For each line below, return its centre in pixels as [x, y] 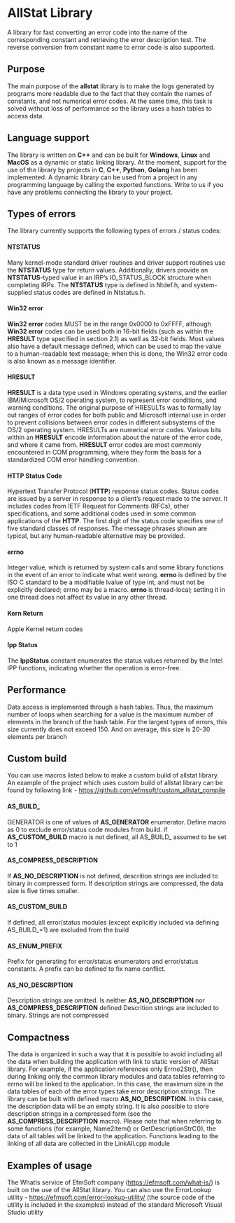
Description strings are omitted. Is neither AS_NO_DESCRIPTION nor [106, 1000]
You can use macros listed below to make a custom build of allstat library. [113, 775]
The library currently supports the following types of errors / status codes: [114, 231]
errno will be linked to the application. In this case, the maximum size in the [115, 1084]
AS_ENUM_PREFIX [35, 946]
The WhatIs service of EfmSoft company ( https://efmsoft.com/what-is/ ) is [114, 1182]
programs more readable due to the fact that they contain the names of [109, 93]
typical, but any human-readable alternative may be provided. [96, 536]
